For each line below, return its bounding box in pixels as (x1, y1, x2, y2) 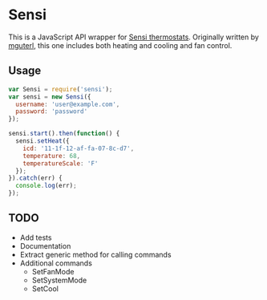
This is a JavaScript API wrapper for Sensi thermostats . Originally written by (8, 32, 259, 42)
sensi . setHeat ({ (15, 137, 70, 145)
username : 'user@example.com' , (15, 100, 120, 108)
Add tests (19, 233, 52, 242)
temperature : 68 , (22, 152, 81, 160)
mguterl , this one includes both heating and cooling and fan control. (8, 40, 233, 50)
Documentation (19, 241, 71, 250)
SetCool (31, 283, 59, 294)
